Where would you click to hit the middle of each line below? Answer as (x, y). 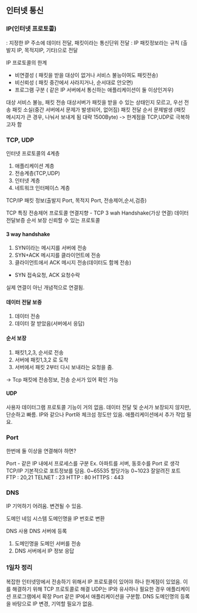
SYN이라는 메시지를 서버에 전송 (51, 248)
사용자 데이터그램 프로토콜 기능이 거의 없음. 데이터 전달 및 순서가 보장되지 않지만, (98, 407)
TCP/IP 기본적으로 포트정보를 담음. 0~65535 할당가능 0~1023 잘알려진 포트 (94, 471)
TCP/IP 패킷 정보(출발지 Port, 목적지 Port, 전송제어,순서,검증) (76, 200)
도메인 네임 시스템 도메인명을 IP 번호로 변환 (56, 518)
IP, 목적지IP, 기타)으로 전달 (47, 50)
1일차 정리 (19, 568)
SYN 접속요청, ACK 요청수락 (47, 275)
